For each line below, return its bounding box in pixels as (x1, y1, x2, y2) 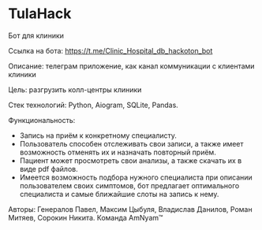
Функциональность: (8, 115, 76, 124)
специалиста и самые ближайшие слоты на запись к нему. (19, 189, 219, 198)
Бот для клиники (8, 31, 65, 40)
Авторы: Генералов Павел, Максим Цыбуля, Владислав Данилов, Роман (8, 204, 253, 213)
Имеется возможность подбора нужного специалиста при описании (19, 172, 253, 182)
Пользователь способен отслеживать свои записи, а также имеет (19, 139, 244, 148)
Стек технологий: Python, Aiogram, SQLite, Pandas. (8, 100, 179, 109)
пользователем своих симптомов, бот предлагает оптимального (19, 180, 240, 190)
